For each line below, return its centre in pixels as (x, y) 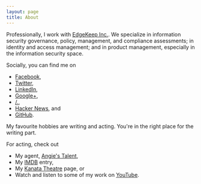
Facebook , (28, 76)
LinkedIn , (26, 89)
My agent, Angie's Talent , (46, 155)
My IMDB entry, (34, 162)
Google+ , (26, 96)
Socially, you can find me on (41, 65)
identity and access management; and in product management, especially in (100, 47)
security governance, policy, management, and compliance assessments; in (100, 41)
